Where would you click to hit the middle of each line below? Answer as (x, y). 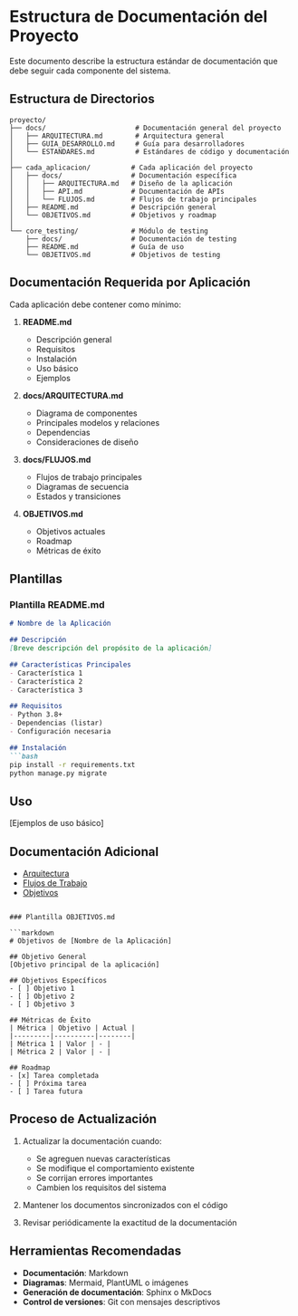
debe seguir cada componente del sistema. (90, 71)
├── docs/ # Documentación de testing (131, 239)
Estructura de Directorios (82, 99)
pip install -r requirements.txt (72, 764)
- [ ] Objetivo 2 (42, 996)
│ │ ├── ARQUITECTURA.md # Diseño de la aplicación (121, 183)
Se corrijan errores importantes (95, 1177)
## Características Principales (70, 664)
